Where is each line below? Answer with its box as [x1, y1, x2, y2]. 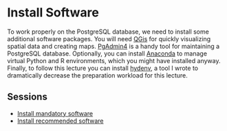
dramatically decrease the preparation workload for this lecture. [7, 71, 188, 80]
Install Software [7, 5, 100, 21]
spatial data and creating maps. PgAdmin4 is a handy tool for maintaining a [7, 42, 220, 50]
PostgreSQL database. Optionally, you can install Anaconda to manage [7, 49, 208, 58]
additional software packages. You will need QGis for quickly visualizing [7, 34, 211, 43]
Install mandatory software [17, 109, 94, 117]
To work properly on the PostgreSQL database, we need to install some [7, 27, 210, 36]
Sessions [7, 91, 48, 103]
